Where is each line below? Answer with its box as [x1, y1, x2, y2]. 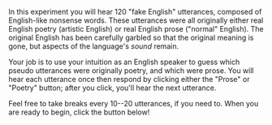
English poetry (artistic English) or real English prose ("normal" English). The [8, 24, 264, 33]
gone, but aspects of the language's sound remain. [8, 41, 179, 51]
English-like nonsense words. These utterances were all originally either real [8, 15, 264, 25]
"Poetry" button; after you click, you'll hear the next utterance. [8, 83, 217, 93]
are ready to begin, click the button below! [8, 107, 150, 117]
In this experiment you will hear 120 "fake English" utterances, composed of [8, 7, 262, 16]
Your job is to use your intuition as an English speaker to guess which [8, 57, 240, 67]
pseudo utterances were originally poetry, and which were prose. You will [8, 66, 254, 75]
